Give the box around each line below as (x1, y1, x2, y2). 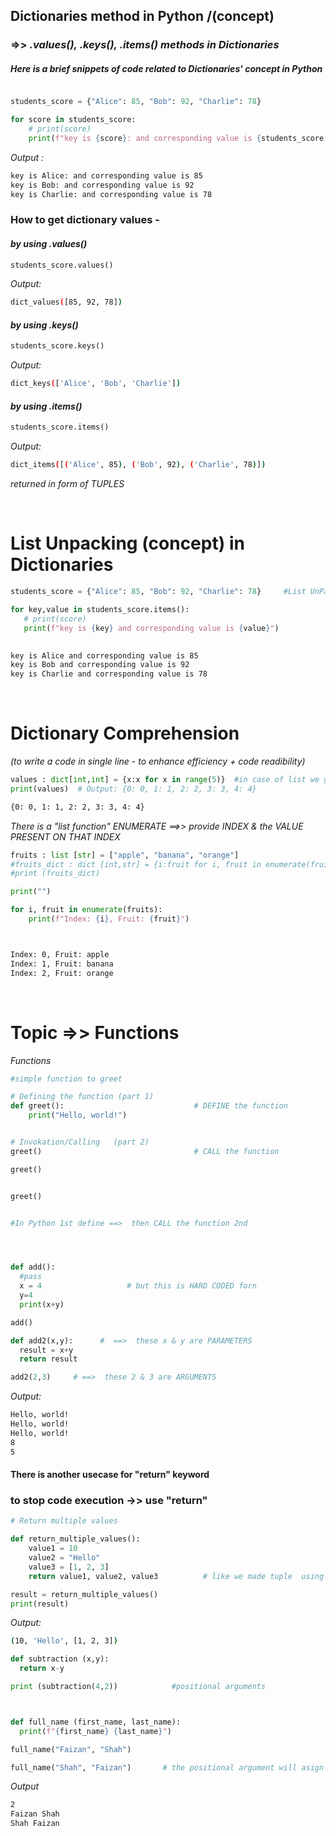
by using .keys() (10, 319, 79, 331)
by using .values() (10, 237, 88, 249)
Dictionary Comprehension (10, 722, 240, 745)
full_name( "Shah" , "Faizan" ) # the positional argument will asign (10, 1762, 325, 1773)
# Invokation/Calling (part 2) (10, 1137, 150, 1147)
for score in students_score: (10, 115, 137, 125)
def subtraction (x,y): (10, 1654, 110, 1664)
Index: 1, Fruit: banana (10, 959, 114, 969)
